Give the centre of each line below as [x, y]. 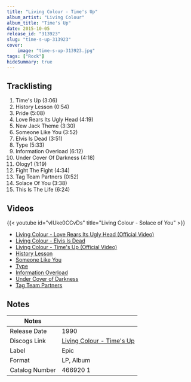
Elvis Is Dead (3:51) [39, 139]
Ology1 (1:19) [31, 164]
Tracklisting [30, 86]
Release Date [28, 331]
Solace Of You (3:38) [41, 183]
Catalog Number [33, 370]
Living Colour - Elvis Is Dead [50, 241]
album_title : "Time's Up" [39, 23]
